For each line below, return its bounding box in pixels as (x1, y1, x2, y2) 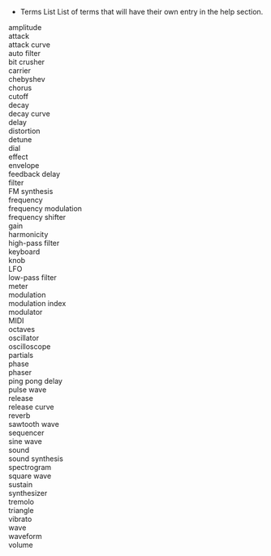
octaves (8, 325, 35, 334)
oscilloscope (8, 342, 51, 351)
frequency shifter (8, 213, 67, 222)
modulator (8, 308, 43, 317)
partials (8, 351, 34, 360)
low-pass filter (8, 273, 57, 282)
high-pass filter (8, 239, 60, 248)
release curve (8, 402, 54, 412)
